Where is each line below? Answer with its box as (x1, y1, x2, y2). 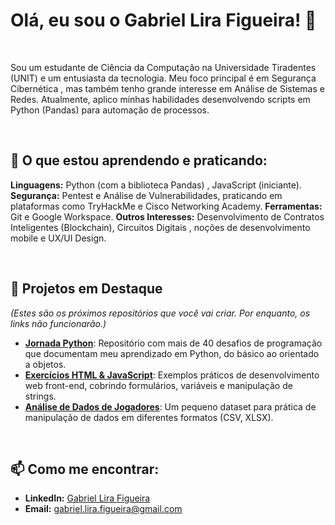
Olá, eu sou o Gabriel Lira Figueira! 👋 (10, 9, 317, 32)
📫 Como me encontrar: (10, 460, 160, 478)
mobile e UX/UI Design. (10, 232, 107, 244)
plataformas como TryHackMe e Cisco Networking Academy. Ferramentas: (10, 200, 323, 212)
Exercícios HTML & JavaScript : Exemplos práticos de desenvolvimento (24, 369, 320, 381)
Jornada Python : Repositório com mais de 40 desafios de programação (24, 337, 323, 349)
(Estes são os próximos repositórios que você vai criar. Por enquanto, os (10, 307, 311, 319)
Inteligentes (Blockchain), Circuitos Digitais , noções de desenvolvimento (10, 221, 311, 233)
